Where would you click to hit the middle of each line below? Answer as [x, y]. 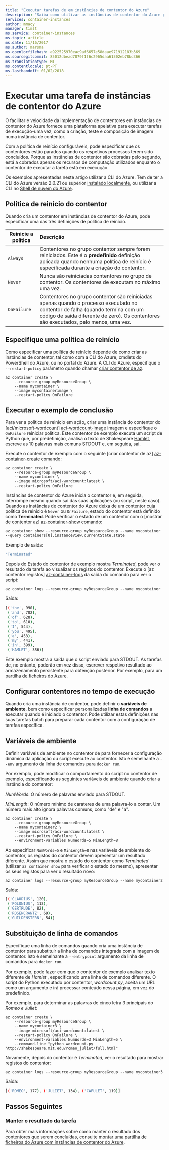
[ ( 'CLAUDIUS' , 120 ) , [27, 899]
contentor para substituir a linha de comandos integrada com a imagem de [82, 951]
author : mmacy [20, 24]
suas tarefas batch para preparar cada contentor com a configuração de [80, 719]
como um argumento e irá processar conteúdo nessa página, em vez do [80, 987]
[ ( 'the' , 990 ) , [21, 608]
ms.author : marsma [24, 47]
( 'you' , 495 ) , [22, 631]
